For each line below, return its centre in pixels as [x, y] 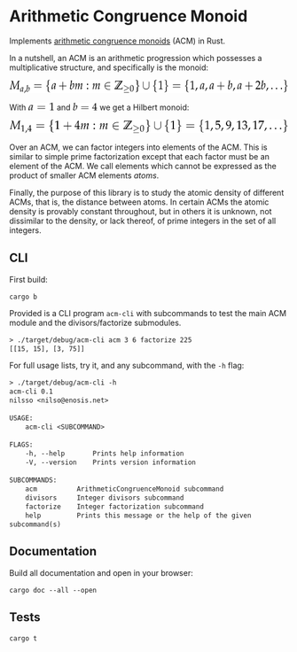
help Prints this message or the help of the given [138, 516]
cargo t [23, 639]
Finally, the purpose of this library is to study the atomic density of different [147, 192]
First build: [29, 279]
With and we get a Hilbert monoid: [99, 107]
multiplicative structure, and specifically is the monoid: [109, 67]
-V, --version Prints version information [111, 462]
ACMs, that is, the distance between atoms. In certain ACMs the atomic [139, 202]
